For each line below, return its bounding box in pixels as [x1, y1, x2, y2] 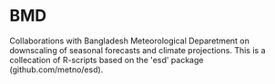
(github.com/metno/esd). [9, 64, 104, 75]
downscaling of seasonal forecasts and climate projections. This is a [9, 44, 266, 55]
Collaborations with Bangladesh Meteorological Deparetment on [9, 35, 250, 46]
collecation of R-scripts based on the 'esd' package [9, 54, 204, 65]
